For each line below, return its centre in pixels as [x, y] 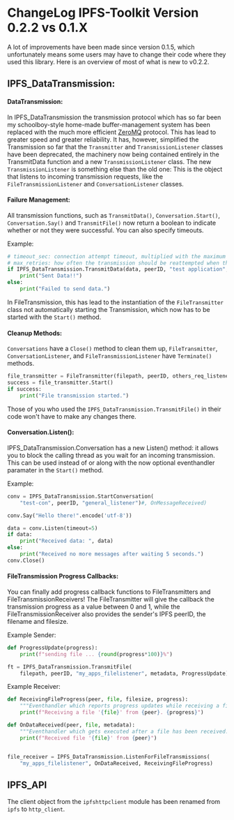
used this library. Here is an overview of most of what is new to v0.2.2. [108, 61]
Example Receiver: [34, 687]
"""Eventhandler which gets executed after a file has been [109, 731]
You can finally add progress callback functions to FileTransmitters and [109, 592]
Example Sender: [32, 635]
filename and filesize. [38, 621]
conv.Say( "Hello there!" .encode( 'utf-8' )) [70, 515]
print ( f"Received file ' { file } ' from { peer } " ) [88, 738]
